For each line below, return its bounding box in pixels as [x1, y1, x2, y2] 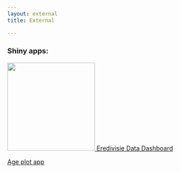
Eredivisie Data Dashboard [96, 143, 174, 152]
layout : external [7, 10, 58, 18]
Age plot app [7, 158, 45, 166]
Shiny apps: [7, 46, 49, 56]
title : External [7, 17, 55, 24]
